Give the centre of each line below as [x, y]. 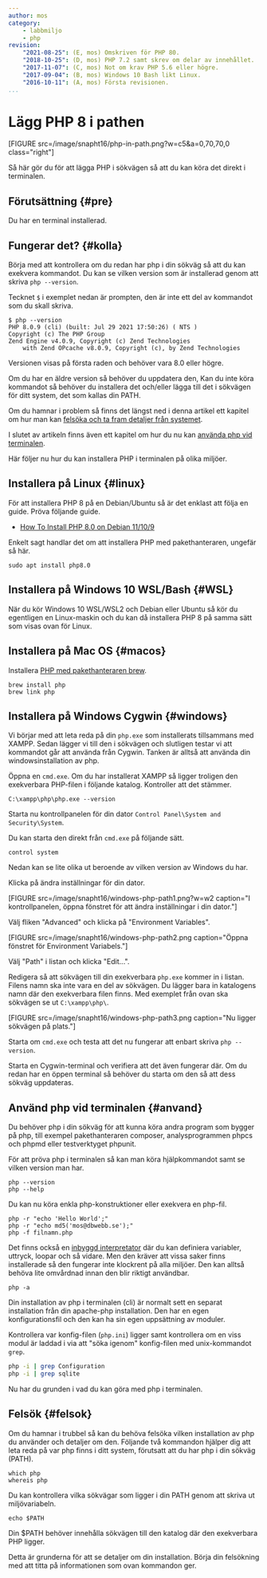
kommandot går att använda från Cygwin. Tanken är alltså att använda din [130, 752]
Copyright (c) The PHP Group [57, 334]
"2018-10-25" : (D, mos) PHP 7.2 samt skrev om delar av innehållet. [139, 61]
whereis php [28, 1480]
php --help [26, 1190]
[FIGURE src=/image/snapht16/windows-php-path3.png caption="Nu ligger [132, 1018]
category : [25, 23]
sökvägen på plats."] [42, 1026]
